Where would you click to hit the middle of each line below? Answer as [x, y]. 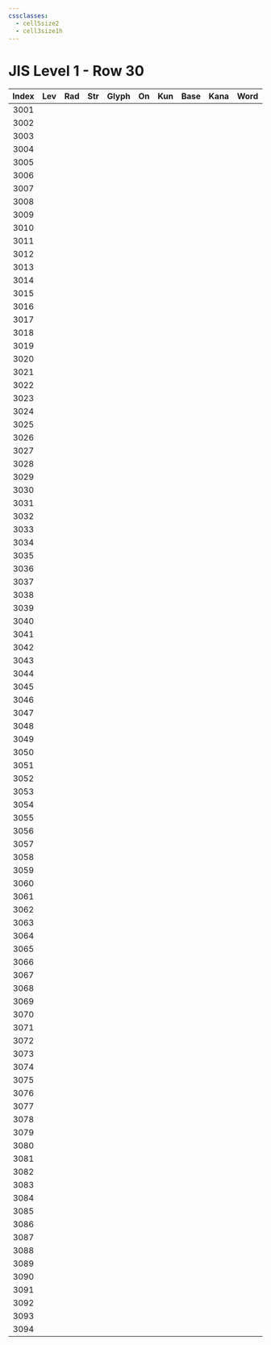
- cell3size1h [39, 31]
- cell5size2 [38, 23]
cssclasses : [28, 16]
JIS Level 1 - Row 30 [77, 71]
